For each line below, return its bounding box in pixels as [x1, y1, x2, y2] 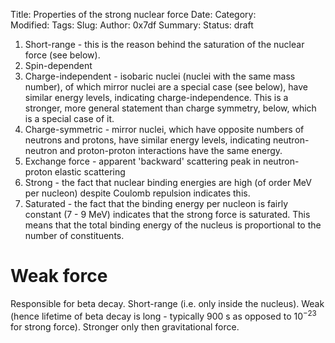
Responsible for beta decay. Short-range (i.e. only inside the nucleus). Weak [10, 297, 325, 309]
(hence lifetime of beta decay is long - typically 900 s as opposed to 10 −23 [10, 308, 317, 322]
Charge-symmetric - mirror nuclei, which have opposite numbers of [24, 124, 305, 135]
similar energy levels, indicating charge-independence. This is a [24, 92, 289, 103]
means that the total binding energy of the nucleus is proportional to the [24, 219, 322, 231]
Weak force [10, 265, 108, 288]
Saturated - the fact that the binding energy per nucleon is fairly [24, 198, 289, 209]
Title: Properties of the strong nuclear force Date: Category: [10, 9, 257, 20]
